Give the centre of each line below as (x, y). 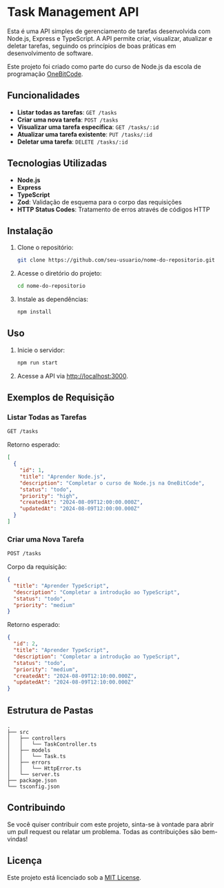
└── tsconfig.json (33, 786)
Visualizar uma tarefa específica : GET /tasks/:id (88, 127)
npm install (34, 312)
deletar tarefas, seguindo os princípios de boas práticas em (92, 46)
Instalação (30, 231)
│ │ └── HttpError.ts (44, 768)
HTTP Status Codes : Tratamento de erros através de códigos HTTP (113, 209)
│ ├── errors (29, 762)
